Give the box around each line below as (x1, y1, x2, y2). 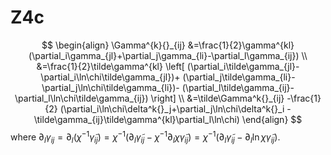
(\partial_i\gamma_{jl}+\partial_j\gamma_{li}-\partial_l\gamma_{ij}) (28, 49, 300, 61)
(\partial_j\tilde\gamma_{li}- (182, 71, 296, 83)
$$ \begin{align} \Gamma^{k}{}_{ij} (41, 39, 186, 51)
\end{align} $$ (241, 113, 303, 125)
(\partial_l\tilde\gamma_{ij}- (181, 81, 295, 93)
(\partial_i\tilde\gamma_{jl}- (186, 60, 300, 72)
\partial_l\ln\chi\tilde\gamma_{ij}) (14, 92, 149, 104)
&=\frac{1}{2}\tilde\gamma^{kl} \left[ (36, 60, 185, 72)
